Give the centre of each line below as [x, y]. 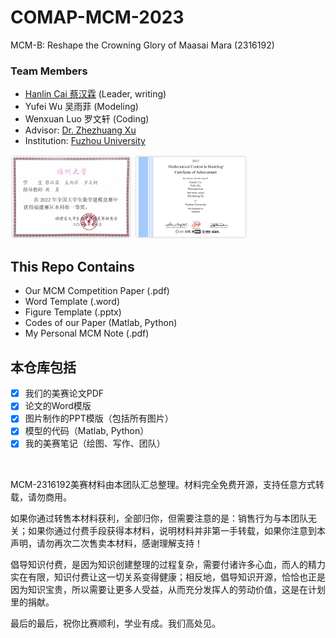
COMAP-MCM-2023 [97, 17]
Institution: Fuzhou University [85, 141]
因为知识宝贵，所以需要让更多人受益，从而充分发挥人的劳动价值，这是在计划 [168, 589]
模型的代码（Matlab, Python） [87, 431]
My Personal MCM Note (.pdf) [87, 333]
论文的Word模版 [58, 406]
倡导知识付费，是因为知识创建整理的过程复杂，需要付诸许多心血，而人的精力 [168, 564]
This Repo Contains [72, 266]
